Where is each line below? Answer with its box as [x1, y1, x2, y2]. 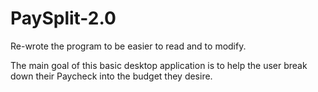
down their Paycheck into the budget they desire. [10, 70, 213, 82]
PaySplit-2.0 [10, 7, 117, 30]
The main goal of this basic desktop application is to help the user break [10, 59, 308, 71]
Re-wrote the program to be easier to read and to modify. [10, 40, 247, 52]
